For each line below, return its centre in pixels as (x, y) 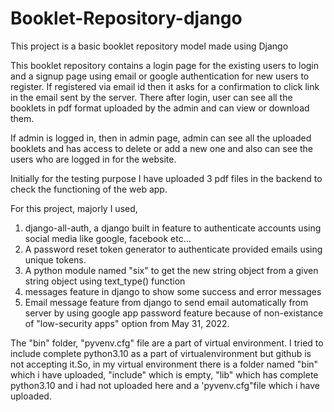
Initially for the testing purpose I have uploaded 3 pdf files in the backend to (166, 178)
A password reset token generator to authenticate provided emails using (173, 249)
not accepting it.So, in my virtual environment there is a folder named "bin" (164, 364)
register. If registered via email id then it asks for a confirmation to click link (165, 86)
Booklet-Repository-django (126, 18)
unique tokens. (55, 259)
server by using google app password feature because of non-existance (174, 313)
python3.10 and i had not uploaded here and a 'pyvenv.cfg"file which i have (165, 385)
